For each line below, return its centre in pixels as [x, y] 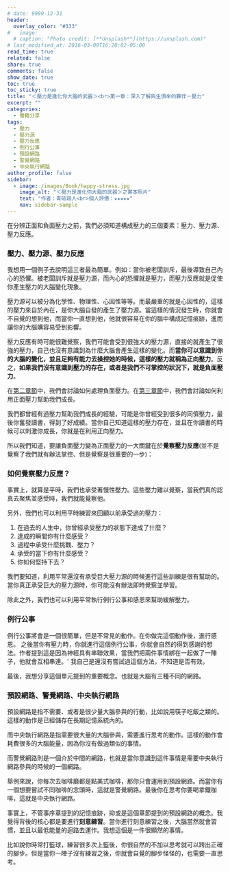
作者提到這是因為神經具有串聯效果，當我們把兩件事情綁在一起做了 [112, 652]
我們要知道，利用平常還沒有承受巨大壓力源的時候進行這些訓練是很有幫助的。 [115, 577]
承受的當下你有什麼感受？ [53, 553]
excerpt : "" [24, 103]
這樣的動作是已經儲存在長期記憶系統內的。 [67, 720]
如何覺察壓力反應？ [39, 474]
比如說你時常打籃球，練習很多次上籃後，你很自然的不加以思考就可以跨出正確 [115, 845]
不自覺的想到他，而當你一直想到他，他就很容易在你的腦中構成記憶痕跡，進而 [115, 319]
